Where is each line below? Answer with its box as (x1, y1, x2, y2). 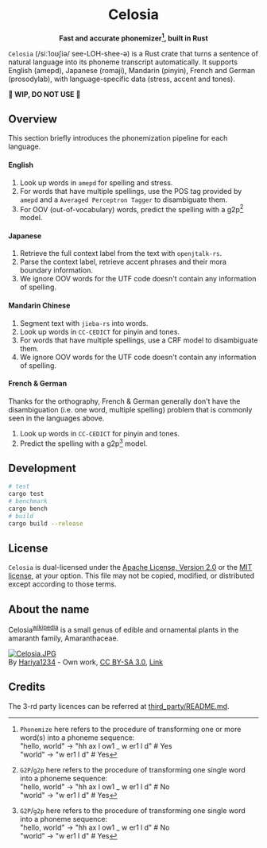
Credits (8, 680, 46, 694)
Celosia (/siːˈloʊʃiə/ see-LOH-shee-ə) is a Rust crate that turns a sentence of (8, 48, 258, 58)
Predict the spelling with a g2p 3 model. (19, 437, 148, 448)
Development (8, 461, 77, 474)
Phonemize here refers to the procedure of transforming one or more (19, 724, 242, 734)
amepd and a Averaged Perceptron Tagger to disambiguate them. (19, 195, 228, 204)
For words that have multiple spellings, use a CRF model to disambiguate (19, 335, 258, 345)
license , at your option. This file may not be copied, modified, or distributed (8, 571, 255, 581)
